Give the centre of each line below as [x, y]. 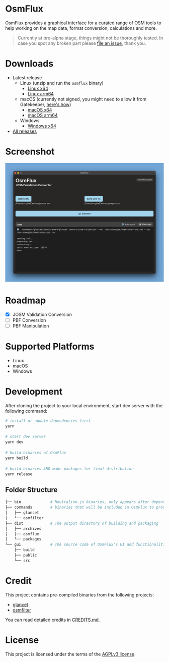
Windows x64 [42, 126]
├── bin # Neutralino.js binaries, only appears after [77, 502]
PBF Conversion [29, 320]
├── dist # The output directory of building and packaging [82, 523]
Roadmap [26, 300]
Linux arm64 [41, 93]
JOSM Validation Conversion [42, 314]
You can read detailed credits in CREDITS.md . [53, 620]
